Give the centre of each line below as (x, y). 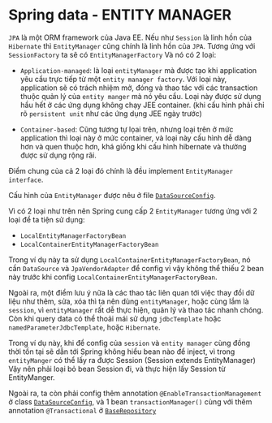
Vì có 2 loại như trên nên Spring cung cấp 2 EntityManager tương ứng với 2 (133, 211)
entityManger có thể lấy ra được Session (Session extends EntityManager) (132, 360)
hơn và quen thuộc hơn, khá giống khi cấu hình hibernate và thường (133, 146)
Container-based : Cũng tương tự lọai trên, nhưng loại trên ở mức (127, 129)
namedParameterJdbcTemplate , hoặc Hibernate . (84, 327)
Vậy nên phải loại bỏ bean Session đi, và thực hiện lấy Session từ (117, 369)
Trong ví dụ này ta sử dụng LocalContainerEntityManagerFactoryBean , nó (130, 259)
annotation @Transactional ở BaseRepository (82, 410)
